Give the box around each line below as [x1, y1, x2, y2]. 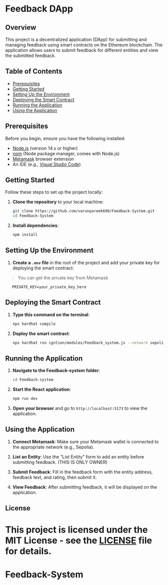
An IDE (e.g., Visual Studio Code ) [12, 161, 81, 167]
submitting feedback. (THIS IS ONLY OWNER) [12, 459, 108, 465]
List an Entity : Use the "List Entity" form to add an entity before [12, 453, 144, 459]
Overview [5, 23, 37, 32]
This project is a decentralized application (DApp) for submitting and [5, 36, 147, 42]
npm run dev [12, 396, 38, 401]
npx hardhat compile [12, 321, 56, 326]
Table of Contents [5, 67, 63, 76]
